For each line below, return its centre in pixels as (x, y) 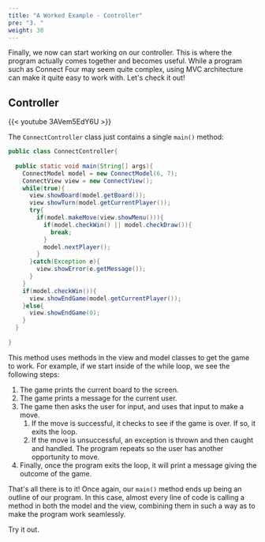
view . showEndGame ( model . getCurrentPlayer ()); (105, 298)
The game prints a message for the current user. (98, 398)
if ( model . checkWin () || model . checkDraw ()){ (118, 225)
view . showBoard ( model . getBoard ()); (88, 196)
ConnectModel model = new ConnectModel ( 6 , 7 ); (100, 173)
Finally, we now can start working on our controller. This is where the (120, 53)
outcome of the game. (56, 473)
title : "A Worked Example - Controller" (76, 15)
